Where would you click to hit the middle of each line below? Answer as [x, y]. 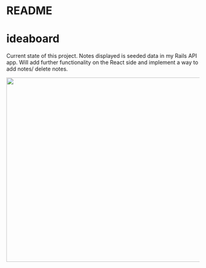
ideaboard [33, 39]
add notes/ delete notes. [37, 69]
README [29, 11]
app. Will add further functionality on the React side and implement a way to [102, 63]
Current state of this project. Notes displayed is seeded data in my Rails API [102, 56]
